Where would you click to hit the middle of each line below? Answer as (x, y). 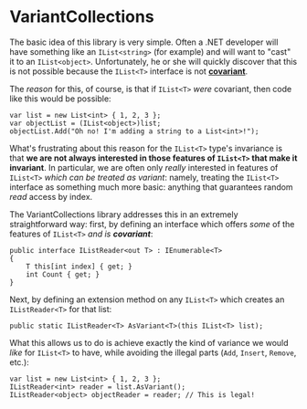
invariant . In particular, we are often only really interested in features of (144, 167)
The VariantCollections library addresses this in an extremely (124, 214)
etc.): (19, 362)
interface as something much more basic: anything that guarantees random (152, 187)
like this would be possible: (60, 99)
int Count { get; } (63, 274)
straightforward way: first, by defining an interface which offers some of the (152, 224)
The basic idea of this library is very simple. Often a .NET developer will (144, 42)
